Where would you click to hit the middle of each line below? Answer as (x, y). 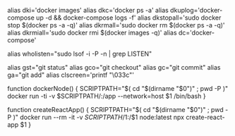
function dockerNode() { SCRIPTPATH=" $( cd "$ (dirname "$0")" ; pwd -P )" (118, 88)
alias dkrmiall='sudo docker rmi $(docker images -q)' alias (92, 32)
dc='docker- (197, 32)
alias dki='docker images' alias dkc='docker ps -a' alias (88, 10)
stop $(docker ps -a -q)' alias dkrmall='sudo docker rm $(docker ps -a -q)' (116, 25)
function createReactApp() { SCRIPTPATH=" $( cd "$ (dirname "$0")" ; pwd (115, 110)
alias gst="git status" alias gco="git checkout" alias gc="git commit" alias (114, 67)
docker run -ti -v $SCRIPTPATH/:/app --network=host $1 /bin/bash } (107, 96)
